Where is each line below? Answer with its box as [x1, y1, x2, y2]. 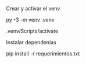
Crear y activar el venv [6, 5, 60, 12]
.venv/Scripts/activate [6, 27, 59, 34]
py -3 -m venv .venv [6, 16, 55, 23]
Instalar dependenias [6, 39, 56, 45]
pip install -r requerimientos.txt [6, 50, 80, 57]
